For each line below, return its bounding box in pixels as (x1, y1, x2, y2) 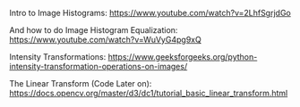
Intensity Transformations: (9, 52, 107, 62)
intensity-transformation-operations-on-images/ (9, 62, 188, 71)
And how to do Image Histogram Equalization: (9, 25, 178, 35)
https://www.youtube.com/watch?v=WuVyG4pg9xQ (9, 35, 201, 45)
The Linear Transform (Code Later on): (9, 78, 152, 88)
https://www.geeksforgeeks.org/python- (107, 52, 258, 62)
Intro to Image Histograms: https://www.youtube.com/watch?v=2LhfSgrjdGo (9, 8, 291, 18)
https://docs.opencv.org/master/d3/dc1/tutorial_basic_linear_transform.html (9, 88, 288, 98)
